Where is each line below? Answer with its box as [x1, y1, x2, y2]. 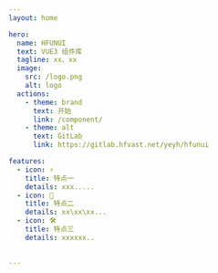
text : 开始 [32, 106, 72, 115]
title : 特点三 [25, 225, 75, 234]
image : [16, 64, 42, 73]
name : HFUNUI [16, 38, 67, 47]
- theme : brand [25, 98, 83, 107]
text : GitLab [32, 131, 83, 142]
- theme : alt [25, 123, 75, 132]
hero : [8, 29, 29, 39]
